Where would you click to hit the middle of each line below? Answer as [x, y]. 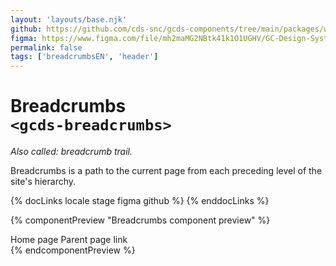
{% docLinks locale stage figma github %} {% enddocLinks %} [140, 201]
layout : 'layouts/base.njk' [69, 19]
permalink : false [46, 47]
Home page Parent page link [69, 240]
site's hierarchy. [43, 182]
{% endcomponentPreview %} [73, 250]
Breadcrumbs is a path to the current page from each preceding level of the [166, 171]
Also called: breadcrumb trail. [71, 152]
